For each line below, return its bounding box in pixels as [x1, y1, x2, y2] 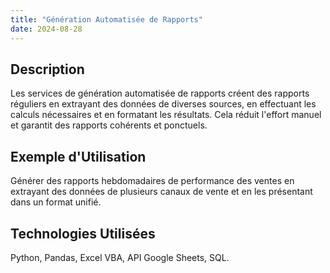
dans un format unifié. [10, 196, 102, 208]
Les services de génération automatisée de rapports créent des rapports [10, 87, 310, 100]
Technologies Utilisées [10, 225, 156, 242]
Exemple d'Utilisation [10, 148, 147, 165]
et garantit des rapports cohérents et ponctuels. [10, 119, 208, 131]
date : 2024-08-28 [10, 24, 83, 34]
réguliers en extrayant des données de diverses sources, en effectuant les [10, 98, 317, 110]
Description [10, 61, 85, 78]
